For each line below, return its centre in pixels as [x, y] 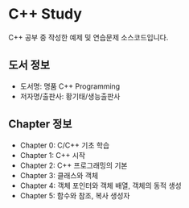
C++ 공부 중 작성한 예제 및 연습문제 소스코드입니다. [88, 37]
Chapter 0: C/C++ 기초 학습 [65, 145]
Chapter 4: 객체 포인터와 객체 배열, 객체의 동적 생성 [101, 185]
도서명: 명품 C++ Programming [70, 86]
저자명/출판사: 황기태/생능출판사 [70, 96]
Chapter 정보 [40, 125]
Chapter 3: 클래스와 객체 [59, 175]
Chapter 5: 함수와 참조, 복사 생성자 [75, 195]
